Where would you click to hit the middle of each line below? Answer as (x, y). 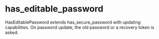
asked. (12, 32)
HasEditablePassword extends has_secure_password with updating (73, 22)
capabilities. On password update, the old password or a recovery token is (80, 27)
